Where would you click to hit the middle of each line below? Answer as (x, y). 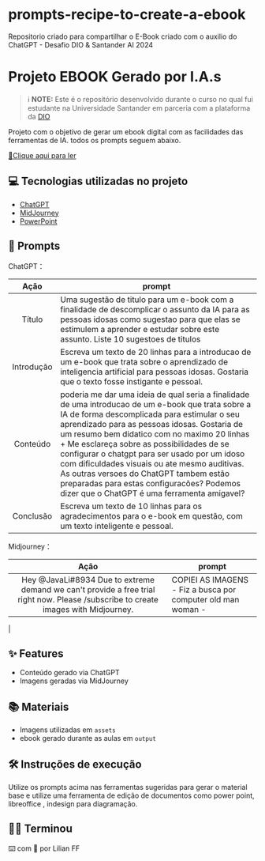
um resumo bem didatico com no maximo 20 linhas (155, 434)
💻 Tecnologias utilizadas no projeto (98, 181)
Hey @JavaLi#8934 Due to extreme (88, 580)
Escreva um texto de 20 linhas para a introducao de (156, 352)
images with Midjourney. (88, 609)
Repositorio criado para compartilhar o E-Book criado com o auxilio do (123, 36)
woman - (189, 609)
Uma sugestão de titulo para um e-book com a (147, 300)
